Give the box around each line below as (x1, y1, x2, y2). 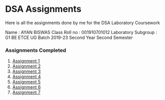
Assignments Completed (5, 47, 66, 54)
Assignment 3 (12, 68, 41, 74)
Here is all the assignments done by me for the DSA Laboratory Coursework (5, 20, 160, 26)
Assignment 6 (12, 84, 41, 90)
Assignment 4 (12, 74, 41, 80)
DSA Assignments (5, 3, 82, 15)
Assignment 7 (12, 90, 41, 96)
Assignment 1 (12, 58, 40, 64)
